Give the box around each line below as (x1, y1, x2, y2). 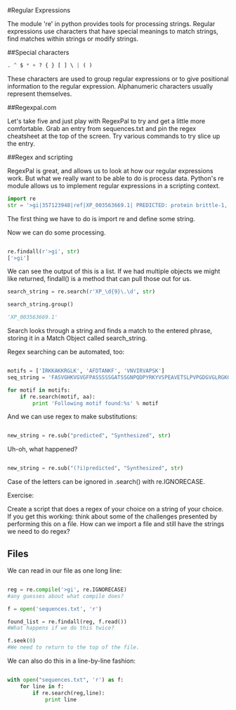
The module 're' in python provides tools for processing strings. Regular (7, 20, 216, 27)
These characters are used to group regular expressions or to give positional (7, 74, 229, 83)
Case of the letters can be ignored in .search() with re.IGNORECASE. (7, 478, 206, 486)
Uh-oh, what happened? (7, 445, 78, 454)
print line (44, 696, 77, 703)
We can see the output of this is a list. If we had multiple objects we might (7, 267, 221, 275)
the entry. (7, 139, 35, 147)
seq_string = (7, 373, 46, 381)
